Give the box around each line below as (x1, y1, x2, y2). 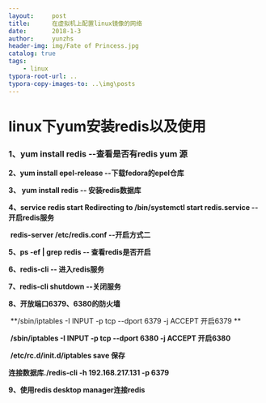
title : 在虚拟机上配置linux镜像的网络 (8, 19, 143, 28)
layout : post (8, 11, 67, 20)
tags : (8, 58, 27, 66)
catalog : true (8, 49, 57, 58)
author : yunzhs (8, 34, 74, 43)
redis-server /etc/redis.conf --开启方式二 (10, 229, 151, 239)
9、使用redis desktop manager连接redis (8, 384, 146, 394)
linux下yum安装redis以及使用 (8, 117, 206, 135)
